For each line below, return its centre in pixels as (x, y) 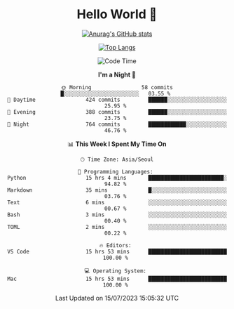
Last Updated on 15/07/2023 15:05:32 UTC (117, 298)
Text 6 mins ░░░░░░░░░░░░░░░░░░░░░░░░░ (117, 202)
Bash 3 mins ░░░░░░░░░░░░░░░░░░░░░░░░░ (117, 215)
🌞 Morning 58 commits (117, 87)
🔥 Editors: (115, 245)
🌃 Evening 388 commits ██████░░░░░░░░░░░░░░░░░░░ (117, 112)
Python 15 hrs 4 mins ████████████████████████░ (117, 178)
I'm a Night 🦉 (117, 74)
